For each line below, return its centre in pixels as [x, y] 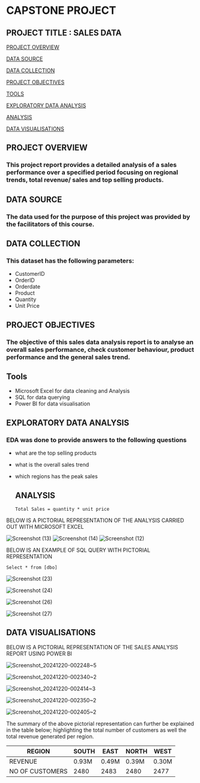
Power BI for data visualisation [52, 404]
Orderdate [28, 287]
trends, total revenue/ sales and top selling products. [85, 180]
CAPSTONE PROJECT [61, 11]
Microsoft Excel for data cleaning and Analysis [72, 391]
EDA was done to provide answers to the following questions [97, 440]
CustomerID [30, 274]
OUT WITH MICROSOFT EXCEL [45, 526]
